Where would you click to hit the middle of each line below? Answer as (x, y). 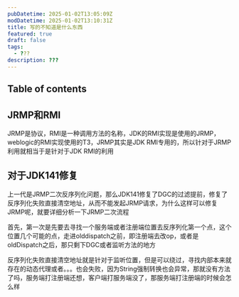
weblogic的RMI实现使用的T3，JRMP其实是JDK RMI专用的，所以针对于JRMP (119, 142)
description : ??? (33, 60)
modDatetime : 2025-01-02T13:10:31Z (60, 21)
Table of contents (47, 89)
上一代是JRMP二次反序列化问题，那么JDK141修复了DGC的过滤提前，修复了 (118, 194)
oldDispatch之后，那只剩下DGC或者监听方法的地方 (82, 244)
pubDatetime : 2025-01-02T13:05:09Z (60, 14)
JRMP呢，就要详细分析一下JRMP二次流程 (68, 212)
